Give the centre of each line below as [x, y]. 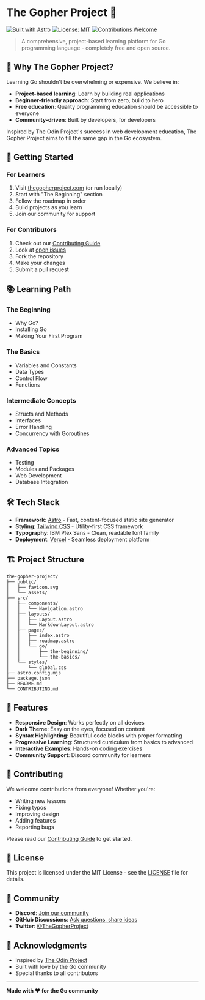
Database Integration [41, 482]
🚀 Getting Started [40, 158]
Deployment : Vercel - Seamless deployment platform [82, 539]
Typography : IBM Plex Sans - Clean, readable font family [87, 533]
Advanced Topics [33, 449]
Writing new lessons [41, 800]
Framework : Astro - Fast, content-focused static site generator [95, 520]
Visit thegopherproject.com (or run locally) [69, 188]
